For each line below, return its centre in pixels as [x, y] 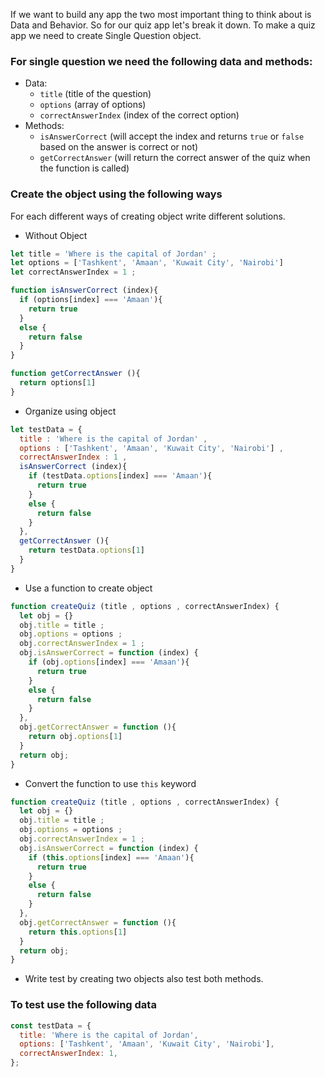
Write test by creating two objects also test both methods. [144, 979]
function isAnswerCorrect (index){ [84, 290]
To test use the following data [83, 1005]
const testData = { [51, 1025]
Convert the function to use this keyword [110, 783]
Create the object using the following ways [116, 194]
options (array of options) [93, 105]
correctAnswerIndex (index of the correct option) [139, 115]
